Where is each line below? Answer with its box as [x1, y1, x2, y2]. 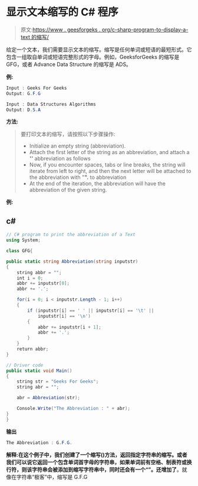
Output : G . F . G [6, 90, 41, 96]
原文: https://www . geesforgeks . [20, 26, 101, 33]
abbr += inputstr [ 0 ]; [16, 280, 70, 286]
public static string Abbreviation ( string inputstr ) [6, 258, 138, 265]
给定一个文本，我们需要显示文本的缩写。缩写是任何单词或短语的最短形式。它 [6, 45, 192, 53]
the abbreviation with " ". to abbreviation [29, 174, 127, 181]
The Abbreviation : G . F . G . [6, 439, 72, 446]
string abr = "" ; [16, 384, 60, 390]
